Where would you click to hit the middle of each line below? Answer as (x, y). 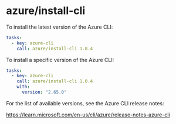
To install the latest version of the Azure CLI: (60, 27)
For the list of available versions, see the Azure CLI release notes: (85, 103)
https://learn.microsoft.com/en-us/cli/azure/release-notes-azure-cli (88, 115)
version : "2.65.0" (44, 92)
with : (23, 87)
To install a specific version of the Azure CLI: (60, 60)
